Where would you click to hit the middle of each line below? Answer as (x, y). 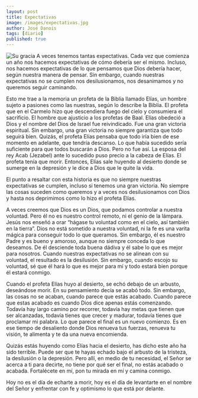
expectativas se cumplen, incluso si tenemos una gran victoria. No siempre (98, 186)
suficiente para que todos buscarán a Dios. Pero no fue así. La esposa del (96, 149)
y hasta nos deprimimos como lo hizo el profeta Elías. (71, 198)
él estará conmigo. (29, 272)
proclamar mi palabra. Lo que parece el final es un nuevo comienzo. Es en (96, 322)
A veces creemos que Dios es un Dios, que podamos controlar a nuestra (94, 210)
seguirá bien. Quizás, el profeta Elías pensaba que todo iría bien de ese (92, 136)
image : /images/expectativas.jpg (47, 22)
